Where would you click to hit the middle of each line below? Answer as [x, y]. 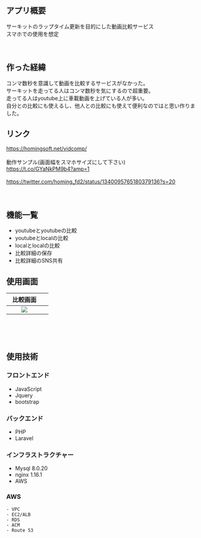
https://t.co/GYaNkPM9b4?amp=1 [48, 169]
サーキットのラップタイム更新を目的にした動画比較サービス [80, 26]
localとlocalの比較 [37, 246]
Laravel [24, 438]
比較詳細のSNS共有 [39, 261]
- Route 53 [20, 530]
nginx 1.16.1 [28, 475]
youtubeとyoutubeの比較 [46, 231]
